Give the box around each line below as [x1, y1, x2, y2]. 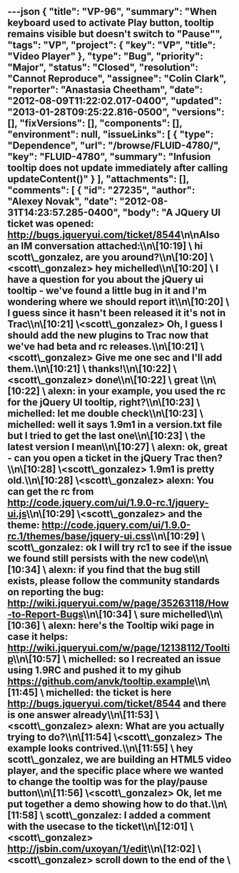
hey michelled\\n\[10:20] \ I [95, 262, 219, 274]
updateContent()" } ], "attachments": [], [7, 173, 189, 185]
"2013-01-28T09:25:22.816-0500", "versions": [7, 106, 225, 119]
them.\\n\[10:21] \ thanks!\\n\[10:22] [7, 363, 171, 375]
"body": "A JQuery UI [122, 206, 221, 219]
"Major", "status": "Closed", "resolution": [7, 61, 198, 74]
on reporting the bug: [7, 586, 105, 599]
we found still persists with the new [7, 553, 169, 565]
